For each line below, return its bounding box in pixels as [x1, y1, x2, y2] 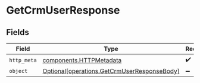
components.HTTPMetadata [42, 56, 122, 64]
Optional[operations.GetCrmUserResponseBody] [42, 67, 180, 75]
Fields [6, 27, 30, 37]
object [9, 68, 28, 74]
